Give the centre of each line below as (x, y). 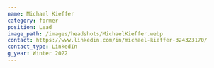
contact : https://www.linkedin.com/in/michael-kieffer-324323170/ (107, 40)
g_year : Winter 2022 (38, 54)
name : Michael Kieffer (41, 14)
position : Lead (30, 27)
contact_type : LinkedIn (43, 47)
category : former (33, 21)
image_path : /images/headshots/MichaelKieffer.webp (85, 34)
